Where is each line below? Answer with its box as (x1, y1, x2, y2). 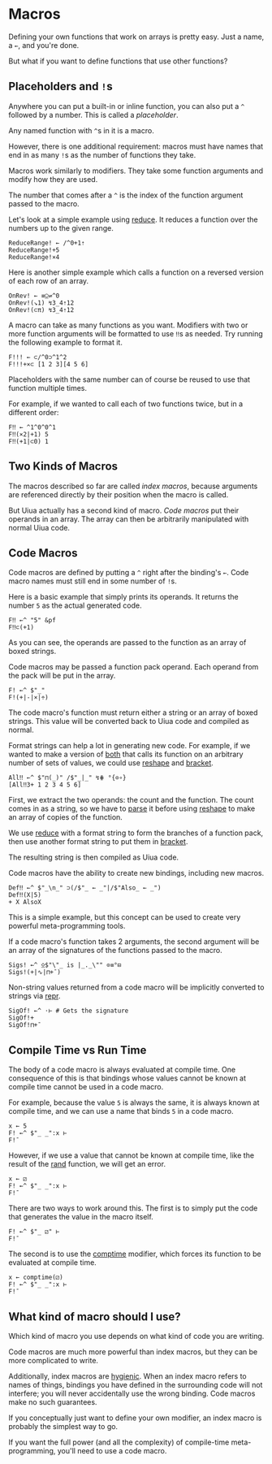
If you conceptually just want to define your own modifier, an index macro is (8, 1413, 262, 1423)
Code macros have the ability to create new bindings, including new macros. (8, 868, 265, 878)
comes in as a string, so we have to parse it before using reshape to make (8, 803, 256, 813)
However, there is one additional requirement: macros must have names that (8, 141, 264, 151)
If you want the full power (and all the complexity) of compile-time (8, 1437, 230, 1447)
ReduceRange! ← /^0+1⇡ (8, 239, 85, 247)
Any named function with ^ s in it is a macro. (8, 125, 154, 135)
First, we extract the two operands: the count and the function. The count (8, 795, 254, 805)
